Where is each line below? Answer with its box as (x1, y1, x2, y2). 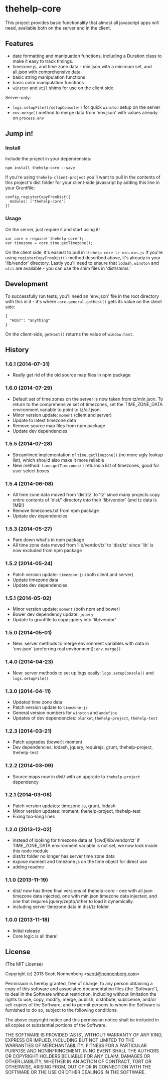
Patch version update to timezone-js (12, 704, 88, 710)
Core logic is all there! (12, 933, 58, 939)
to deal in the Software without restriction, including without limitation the (5, 991, 156, 997)
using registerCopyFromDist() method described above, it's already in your (5, 254, 161, 261)
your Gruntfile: (5, 185, 35, 191)
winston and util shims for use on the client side (12, 85, 114, 91)
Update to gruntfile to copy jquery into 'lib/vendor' (12, 617, 116, 623)
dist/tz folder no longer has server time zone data (12, 853, 115, 859)
